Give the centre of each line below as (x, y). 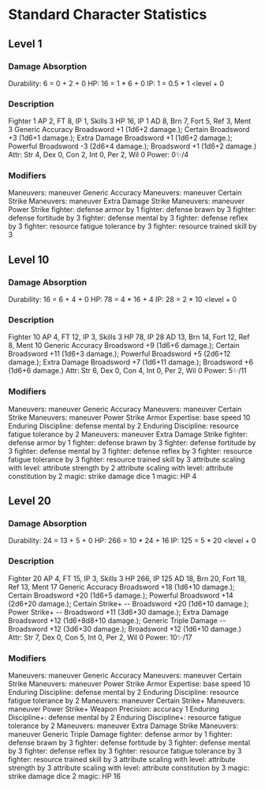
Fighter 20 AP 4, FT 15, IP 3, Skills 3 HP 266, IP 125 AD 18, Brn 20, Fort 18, (127, 578)
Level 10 (29, 260)
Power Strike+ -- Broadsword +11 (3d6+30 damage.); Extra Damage (118, 612)
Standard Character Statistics (108, 15)
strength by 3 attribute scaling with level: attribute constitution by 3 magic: (129, 768)
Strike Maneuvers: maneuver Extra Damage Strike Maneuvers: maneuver (127, 201)
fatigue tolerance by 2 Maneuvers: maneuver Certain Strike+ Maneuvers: (127, 700)
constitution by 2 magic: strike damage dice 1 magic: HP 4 (103, 476)
